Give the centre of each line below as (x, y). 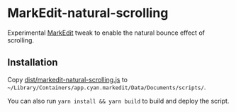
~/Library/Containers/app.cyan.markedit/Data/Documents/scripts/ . (107, 87)
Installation (33, 63)
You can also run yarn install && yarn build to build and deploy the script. (118, 101)
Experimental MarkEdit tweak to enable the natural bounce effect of (106, 33)
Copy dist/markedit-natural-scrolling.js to (67, 79)
